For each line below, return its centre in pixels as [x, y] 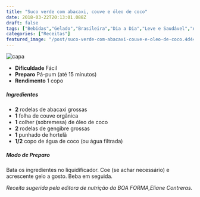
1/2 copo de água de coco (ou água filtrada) [69, 141]
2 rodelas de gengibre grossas [52, 128]
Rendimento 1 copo [39, 81]
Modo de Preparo [28, 155]
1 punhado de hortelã [41, 134]
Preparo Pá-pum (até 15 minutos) [56, 74]
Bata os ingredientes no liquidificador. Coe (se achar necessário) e [88, 170]
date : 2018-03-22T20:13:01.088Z [46, 17]
